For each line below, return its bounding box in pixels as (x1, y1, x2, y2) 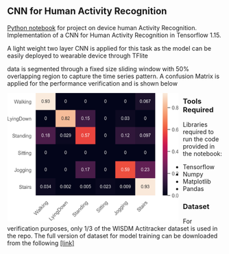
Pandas (182, 185, 204, 193)
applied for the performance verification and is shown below (7, 79, 178, 88)
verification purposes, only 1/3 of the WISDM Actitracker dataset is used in (7, 225, 218, 233)
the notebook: (182, 150, 223, 158)
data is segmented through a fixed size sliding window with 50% (7, 64, 190, 73)
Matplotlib (182, 177, 211, 186)
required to (182, 128, 214, 136)
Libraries (182, 120, 208, 129)
